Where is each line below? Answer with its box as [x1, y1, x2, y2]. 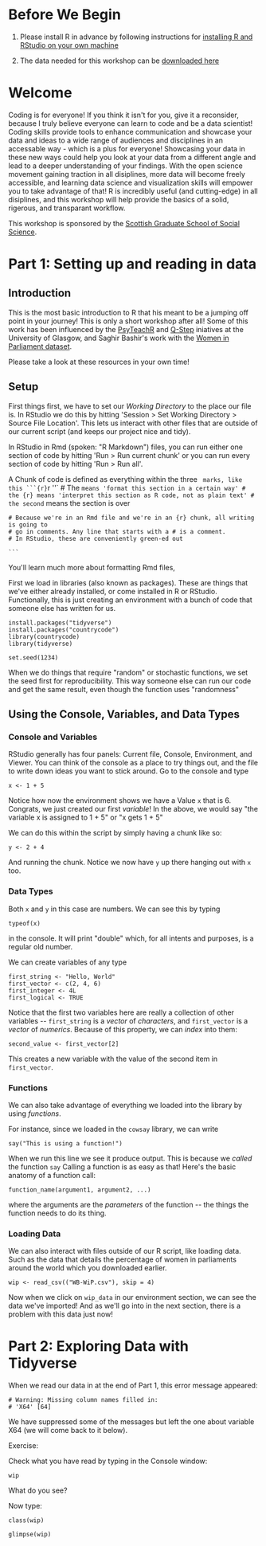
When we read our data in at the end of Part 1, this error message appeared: [8, 1380, 258, 1391]
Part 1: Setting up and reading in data [8, 255, 257, 273]
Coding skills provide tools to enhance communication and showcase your [8, 127, 252, 136]
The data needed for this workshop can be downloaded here [19, 56, 220, 65]
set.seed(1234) [8, 653, 59, 662]
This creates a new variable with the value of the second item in [8, 1054, 218, 1063]
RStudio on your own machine [19, 40, 119, 49]
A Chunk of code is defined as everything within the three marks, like [8, 474, 243, 483]
